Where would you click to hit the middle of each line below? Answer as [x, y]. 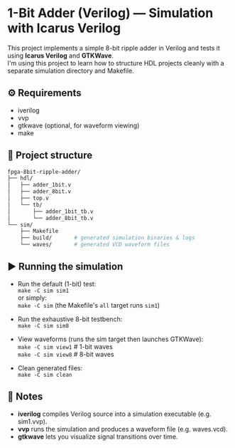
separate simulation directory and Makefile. [71, 71]
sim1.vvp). [32, 421]
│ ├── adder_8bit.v [39, 192]
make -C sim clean [45, 375]
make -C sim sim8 [43, 325]
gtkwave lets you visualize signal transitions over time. [98, 437]
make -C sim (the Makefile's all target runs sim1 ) [89, 305]
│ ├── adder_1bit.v [39, 185]
